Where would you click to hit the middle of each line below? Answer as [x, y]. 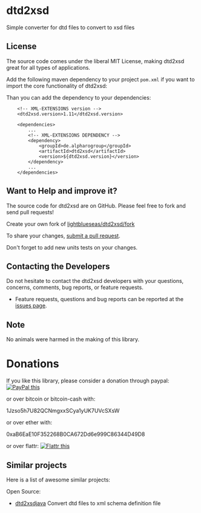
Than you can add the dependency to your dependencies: [79, 97]
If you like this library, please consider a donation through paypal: [88, 381]
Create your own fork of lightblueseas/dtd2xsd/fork [71, 224]
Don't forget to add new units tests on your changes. [72, 247]
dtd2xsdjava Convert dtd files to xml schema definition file [88, 503]
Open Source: [24, 491]
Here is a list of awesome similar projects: [58, 480]
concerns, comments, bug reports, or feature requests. [75, 287]
